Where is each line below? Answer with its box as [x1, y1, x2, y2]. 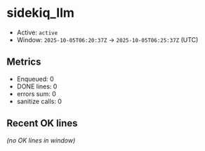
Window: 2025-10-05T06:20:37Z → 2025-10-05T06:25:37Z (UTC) [16, 35, 199, 44]
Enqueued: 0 [16, 74, 54, 83]
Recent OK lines [6, 117, 78, 129]
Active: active [16, 28, 58, 37]
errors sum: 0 [16, 89, 57, 98]
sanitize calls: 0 [16, 97, 62, 105]
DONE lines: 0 [16, 82, 58, 91]
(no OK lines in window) [6, 136, 76, 145]
